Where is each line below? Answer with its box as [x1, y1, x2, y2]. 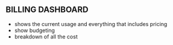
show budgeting [14, 27, 55, 34]
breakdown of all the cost [14, 33, 78, 40]
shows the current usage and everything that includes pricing [14, 20, 168, 27]
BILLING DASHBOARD [5, 5, 89, 15]
